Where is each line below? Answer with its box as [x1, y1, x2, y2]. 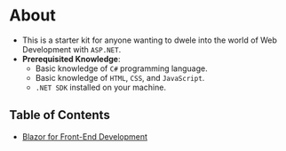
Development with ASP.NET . [21, 44, 122, 54]
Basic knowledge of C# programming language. [35, 63, 208, 74]
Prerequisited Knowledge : [21, 53, 121, 64]
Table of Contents [9, 107, 111, 123]
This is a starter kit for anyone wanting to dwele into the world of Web [21, 35, 278, 45]
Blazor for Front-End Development [21, 131, 148, 142]
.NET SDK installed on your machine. [35, 82, 167, 92]
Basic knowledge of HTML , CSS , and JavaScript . [35, 72, 205, 83]
